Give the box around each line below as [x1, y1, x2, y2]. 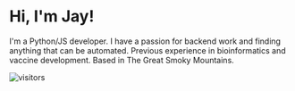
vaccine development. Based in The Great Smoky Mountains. [9, 54, 234, 65]
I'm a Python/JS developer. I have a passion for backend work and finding [9, 36, 282, 46]
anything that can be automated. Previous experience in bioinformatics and [9, 45, 286, 55]
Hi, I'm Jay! [9, 6, 95, 27]
